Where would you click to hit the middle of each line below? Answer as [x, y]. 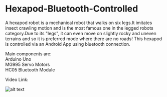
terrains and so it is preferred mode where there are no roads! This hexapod [83, 39]
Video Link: [17, 79]
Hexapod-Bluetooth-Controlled [72, 9]
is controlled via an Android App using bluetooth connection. [68, 44]
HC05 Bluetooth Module [30, 70]
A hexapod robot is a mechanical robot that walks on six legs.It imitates [79, 23]
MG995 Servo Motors [28, 64]
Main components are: [28, 54]
